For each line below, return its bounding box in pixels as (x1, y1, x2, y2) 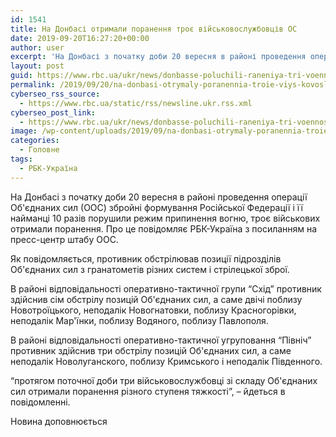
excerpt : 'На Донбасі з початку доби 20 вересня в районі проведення (10, 52, 307, 62)
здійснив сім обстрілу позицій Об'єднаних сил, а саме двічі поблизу (10, 293, 303, 305)
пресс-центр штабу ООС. (10, 233, 119, 245)
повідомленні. (10, 396, 71, 408)
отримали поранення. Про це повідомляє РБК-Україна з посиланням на (10, 222, 318, 235)
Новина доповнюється (10, 415, 108, 427)
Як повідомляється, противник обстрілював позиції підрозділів (10, 252, 282, 265)
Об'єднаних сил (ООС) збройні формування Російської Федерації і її (10, 201, 303, 213)
